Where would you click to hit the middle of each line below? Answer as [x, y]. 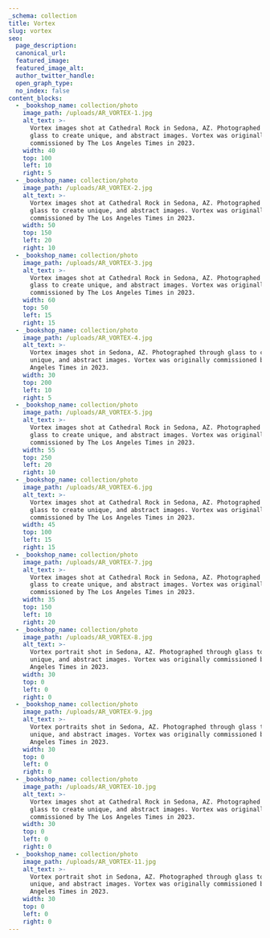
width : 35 [39, 600]
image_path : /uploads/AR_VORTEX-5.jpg [88, 413]
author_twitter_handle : [55, 76]
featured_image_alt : [50, 68]
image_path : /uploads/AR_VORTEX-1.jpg [88, 114]
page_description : [47, 46]
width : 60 [39, 300]
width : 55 [39, 450]
